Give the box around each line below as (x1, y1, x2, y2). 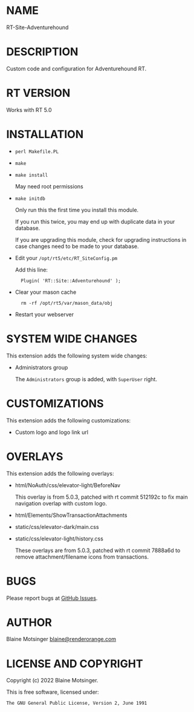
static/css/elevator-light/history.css (15, 534, 104, 542)
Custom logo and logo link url (15, 428, 89, 436)
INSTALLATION (6, 128, 83, 141)
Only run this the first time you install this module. (15, 206, 139, 213)
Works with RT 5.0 (6, 106, 53, 113)
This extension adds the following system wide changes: (6, 352, 147, 359)
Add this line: (15, 266, 48, 273)
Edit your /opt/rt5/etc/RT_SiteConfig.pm (15, 254, 118, 261)
